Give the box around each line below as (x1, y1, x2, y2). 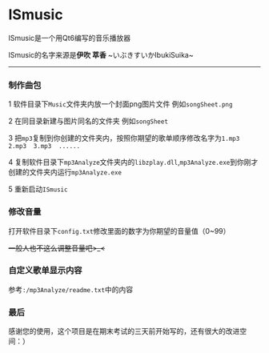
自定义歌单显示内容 (8, 265, 82, 276)
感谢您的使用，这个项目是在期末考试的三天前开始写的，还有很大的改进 (8, 327, 240, 336)
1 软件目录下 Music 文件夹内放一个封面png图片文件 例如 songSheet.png (8, 99, 233, 109)
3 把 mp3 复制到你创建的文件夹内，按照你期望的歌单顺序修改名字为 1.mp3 (8, 134, 240, 143)
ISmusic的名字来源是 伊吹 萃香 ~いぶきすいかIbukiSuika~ (8, 50, 194, 59)
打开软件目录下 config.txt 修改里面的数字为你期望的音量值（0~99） (8, 226, 231, 235)
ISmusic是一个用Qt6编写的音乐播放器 (8, 33, 131, 42)
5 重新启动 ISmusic (8, 184, 68, 194)
